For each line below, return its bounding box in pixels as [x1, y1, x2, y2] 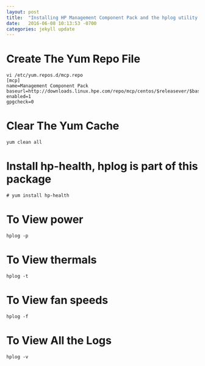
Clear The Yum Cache [6, 119, 120, 133]
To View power [6, 213, 84, 227]
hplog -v [6, 354, 29, 360]
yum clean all [6, 139, 43, 146]
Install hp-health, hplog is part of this [6, 160, 198, 174]
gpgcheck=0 [6, 99, 34, 105]
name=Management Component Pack [6, 83, 88, 89]
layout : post [6, 9, 40, 15]
